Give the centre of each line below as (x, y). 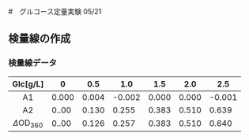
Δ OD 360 (28, 123)
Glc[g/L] (28, 83)
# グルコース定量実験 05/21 (55, 11)
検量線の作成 (40, 39)
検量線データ (33, 63)
